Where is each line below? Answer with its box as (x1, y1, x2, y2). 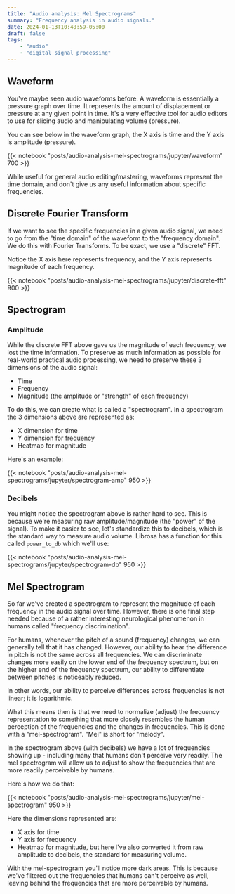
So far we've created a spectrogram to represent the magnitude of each (7, 600, 215, 608)
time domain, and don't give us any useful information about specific (7, 180, 206, 188)
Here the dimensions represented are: (7, 815, 117, 823)
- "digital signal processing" (20, 50, 112, 57)
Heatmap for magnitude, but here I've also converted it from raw (17, 843, 204, 851)
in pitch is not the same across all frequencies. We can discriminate (7, 651, 202, 659)
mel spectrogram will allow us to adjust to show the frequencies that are (7, 758, 215, 767)
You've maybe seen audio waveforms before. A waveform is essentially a (7, 94, 219, 103)
